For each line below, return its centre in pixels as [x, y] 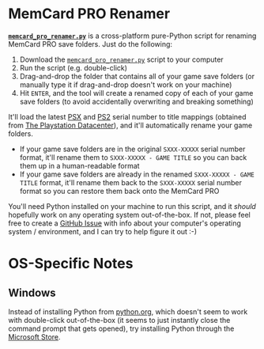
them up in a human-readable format [79, 165]
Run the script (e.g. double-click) [74, 67]
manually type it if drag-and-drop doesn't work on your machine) [126, 85]
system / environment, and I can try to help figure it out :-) [103, 231]
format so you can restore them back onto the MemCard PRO [119, 191]
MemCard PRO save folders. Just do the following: [90, 44]
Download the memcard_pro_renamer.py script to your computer [121, 59]
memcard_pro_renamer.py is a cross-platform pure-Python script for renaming [132, 36]
